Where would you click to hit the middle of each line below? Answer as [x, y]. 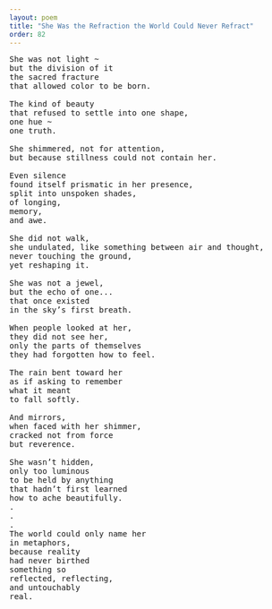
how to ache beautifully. [66, 498]
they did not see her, [59, 337]
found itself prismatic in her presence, [102, 185]
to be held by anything [61, 480]
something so [38, 570]
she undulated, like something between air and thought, [137, 248]
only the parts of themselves [76, 346]
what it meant [40, 391]
